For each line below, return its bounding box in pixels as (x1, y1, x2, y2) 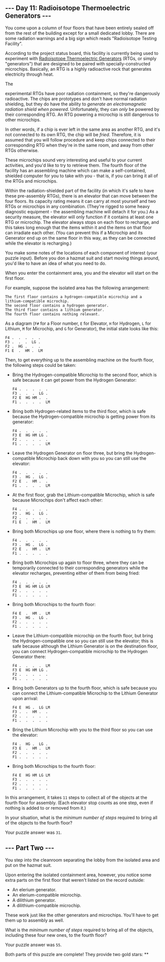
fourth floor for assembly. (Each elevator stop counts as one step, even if (5, 800, 154, 806)
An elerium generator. (12, 886, 57, 893)
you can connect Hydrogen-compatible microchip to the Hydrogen (12, 648, 148, 654)
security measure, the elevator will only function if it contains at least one (5, 214, 154, 220)
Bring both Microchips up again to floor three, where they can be (12, 559, 144, 565)
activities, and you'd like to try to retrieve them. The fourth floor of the (5, 162, 147, 168)
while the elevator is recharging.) (5, 240, 72, 246)
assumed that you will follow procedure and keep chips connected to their (5, 137, 156, 143)
